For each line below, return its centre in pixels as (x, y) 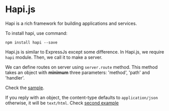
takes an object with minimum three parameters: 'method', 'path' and (78, 72)
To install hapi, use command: (36, 33)
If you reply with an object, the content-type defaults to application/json (82, 97)
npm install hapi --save (31, 42)
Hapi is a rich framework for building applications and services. (71, 23)
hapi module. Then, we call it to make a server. (54, 57)
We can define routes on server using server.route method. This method (81, 67)
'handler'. (15, 78)
